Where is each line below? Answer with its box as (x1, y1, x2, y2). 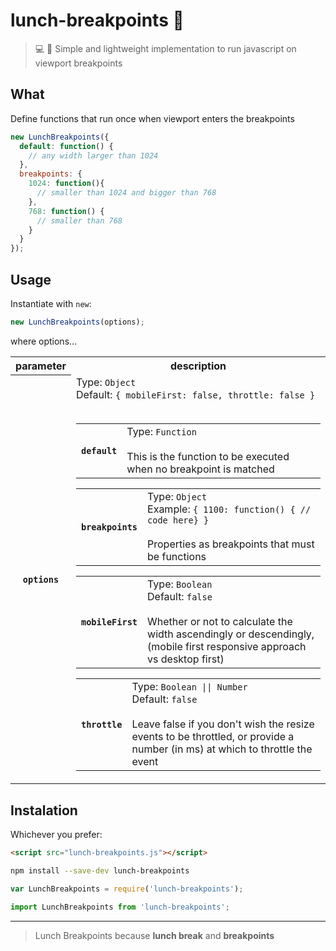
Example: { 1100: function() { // (147, 502, 312, 516)
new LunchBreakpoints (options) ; (10, 317, 145, 327)
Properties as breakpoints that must (147, 537, 315, 551)
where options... (10, 335, 78, 347)
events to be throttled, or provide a (131, 730, 295, 744)
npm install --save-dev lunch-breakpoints (10, 866, 190, 876)
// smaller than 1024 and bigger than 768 (36, 188, 217, 198)
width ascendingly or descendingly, (147, 627, 315, 641)
